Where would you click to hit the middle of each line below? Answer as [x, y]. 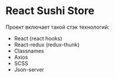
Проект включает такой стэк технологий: [57, 27]
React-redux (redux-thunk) [47, 45]
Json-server [29, 69]
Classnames [29, 50]
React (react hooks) [38, 38]
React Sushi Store [50, 11]
